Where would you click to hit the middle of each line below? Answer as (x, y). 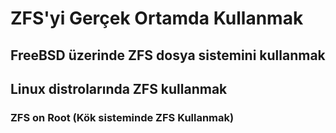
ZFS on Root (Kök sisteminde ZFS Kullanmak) (122, 117)
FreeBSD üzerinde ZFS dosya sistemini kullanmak (168, 55)
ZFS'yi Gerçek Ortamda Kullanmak (157, 18)
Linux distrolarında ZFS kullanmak (119, 88)
